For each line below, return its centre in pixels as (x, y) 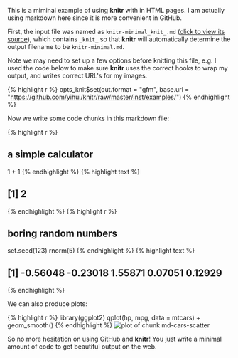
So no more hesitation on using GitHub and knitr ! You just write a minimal (115, 339)
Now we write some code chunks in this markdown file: (88, 118)
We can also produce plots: (47, 304)
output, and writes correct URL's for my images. (77, 75)
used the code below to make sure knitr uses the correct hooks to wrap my (118, 68)
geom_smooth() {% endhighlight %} (60, 325)
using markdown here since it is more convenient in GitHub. (95, 18)
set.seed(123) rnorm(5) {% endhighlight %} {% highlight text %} (101, 251)
